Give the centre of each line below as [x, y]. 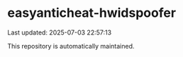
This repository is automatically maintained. [71, 46]
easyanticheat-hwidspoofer [91, 13]
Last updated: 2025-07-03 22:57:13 [60, 32]
